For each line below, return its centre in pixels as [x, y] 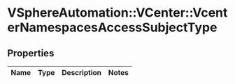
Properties [31, 53]
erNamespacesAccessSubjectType [112, 27]
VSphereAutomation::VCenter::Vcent [117, 13]
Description [81, 73]
